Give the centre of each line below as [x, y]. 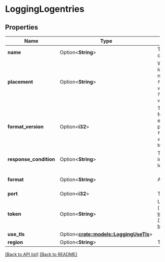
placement [20, 82]
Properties [22, 27]
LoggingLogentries [45, 9]
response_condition [31, 159]
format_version [26, 127]
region [15, 242]
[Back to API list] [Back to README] [41, 254]
